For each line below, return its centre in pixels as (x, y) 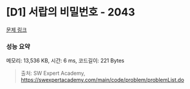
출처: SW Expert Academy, (53, 73)
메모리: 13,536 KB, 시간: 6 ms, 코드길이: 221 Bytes (65, 61)
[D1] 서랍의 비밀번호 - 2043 (71, 12)
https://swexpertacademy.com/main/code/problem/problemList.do (102, 80)
